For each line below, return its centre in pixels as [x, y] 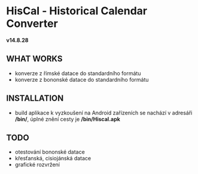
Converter [32, 24]
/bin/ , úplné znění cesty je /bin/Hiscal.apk [68, 119]
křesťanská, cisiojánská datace [53, 159]
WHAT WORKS [34, 59]
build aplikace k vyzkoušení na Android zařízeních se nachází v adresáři [103, 113]
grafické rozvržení [37, 164]
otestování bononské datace [50, 152]
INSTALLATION [35, 99]
